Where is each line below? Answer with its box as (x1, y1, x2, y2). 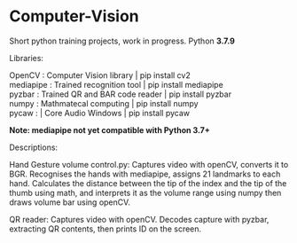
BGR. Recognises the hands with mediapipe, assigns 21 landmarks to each (9, 169, 281, 179)
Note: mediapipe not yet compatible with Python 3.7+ (9, 124, 210, 135)
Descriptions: (9, 142, 59, 153)
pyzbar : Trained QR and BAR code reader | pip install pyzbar (9, 89, 232, 99)
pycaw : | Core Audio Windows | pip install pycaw (9, 107, 191, 118)
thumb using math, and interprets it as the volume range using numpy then (9, 187, 282, 198)
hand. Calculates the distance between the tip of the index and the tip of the (9, 177, 287, 188)
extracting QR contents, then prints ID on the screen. (9, 223, 202, 234)
